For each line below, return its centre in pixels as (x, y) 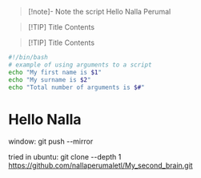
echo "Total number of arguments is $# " (77, 87)
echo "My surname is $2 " (50, 79)
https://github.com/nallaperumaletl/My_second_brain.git (101, 166)
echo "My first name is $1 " (55, 72)
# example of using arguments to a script (80, 65)
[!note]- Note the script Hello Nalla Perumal (99, 12)
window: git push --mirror (51, 142)
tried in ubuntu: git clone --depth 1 (65, 157)
